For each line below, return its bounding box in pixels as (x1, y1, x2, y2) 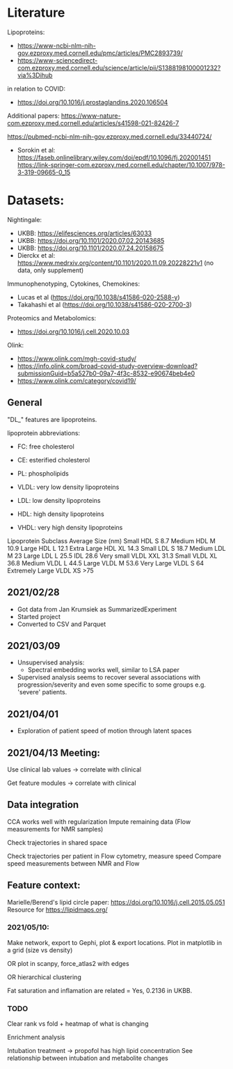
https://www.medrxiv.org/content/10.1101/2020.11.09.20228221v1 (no (17, 258, 214, 267)
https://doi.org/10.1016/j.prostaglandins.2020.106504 (17, 97, 168, 106)
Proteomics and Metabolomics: (7, 313, 97, 322)
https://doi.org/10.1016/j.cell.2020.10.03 (17, 327, 130, 336)
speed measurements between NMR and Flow (7, 859, 140, 868)
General (7, 397, 43, 409)
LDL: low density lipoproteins (17, 496, 101, 504)
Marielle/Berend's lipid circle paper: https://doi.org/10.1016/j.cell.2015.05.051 (7, 898, 225, 906)
